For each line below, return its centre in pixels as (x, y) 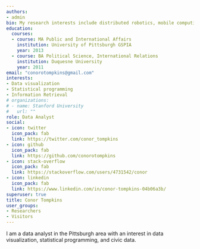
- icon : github (25, 144)
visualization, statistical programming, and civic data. (71, 240)
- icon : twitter (26, 128)
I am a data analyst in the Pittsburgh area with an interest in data (85, 234)
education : (20, 28)
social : (16, 123)
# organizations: (28, 100)
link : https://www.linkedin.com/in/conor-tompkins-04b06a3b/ (89, 189)
